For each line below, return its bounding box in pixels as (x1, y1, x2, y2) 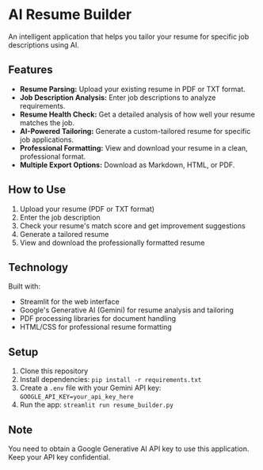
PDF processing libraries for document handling (19, 314, 177, 323)
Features (8, 63, 53, 77)
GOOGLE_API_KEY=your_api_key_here (19, 393, 134, 401)
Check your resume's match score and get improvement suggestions (19, 220, 246, 231)
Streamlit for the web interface (19, 297, 120, 307)
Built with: (8, 281, 41, 291)
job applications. (19, 135, 74, 144)
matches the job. (19, 117, 75, 128)
